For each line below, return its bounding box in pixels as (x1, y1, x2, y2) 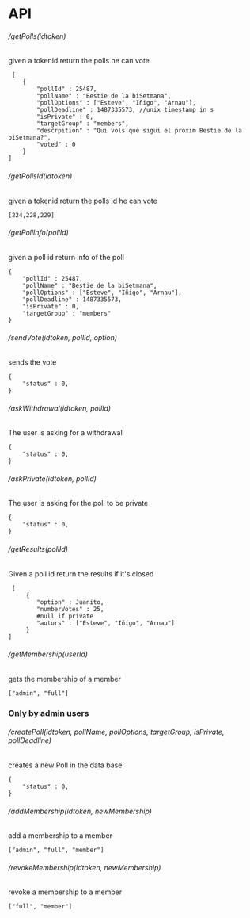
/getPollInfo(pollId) (8, 228, 69, 238)
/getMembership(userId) (8, 649, 89, 659)
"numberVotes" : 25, (36, 605, 104, 613)
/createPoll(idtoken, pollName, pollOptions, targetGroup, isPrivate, (8, 727, 225, 737)
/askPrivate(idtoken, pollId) (8, 473, 97, 484)
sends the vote (8, 358, 57, 367)
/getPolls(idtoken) (8, 31, 66, 40)
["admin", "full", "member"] (8, 846, 104, 855)
